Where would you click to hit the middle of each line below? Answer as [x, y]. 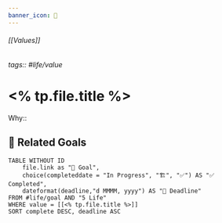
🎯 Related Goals [47, 143]
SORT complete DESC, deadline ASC [65, 211]
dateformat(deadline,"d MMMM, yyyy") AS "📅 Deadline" [112, 191]
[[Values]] [24, 41]
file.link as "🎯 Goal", [61, 167]
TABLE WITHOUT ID [36, 160]
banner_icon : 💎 [33, 15]
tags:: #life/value [35, 64]
